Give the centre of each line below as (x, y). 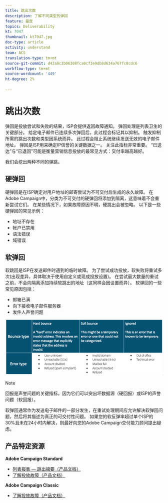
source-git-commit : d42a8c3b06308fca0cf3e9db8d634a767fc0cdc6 (71, 63)
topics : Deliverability (30, 26)
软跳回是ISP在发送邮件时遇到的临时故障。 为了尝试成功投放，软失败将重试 (81, 270)
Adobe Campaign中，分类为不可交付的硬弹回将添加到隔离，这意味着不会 (80, 198)
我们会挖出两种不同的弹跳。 (34, 161)
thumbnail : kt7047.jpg (29, 37)
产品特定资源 (25, 446)
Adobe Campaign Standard (34, 458)
